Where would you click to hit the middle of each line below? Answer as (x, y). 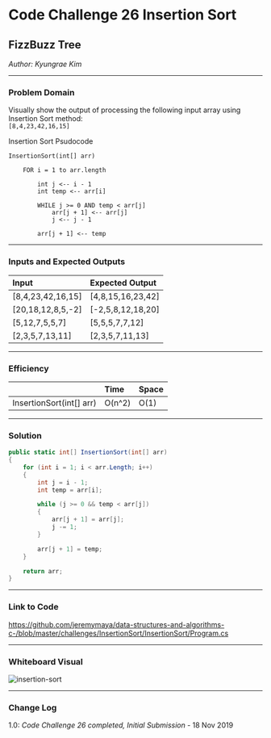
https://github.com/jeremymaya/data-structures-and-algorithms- (117, 624)
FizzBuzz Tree (45, 45)
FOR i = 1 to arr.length (65, 170)
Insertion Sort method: (46, 119)
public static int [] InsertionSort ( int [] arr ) (88, 453)
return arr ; (43, 571)
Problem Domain (42, 92)
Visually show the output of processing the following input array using (125, 110)
